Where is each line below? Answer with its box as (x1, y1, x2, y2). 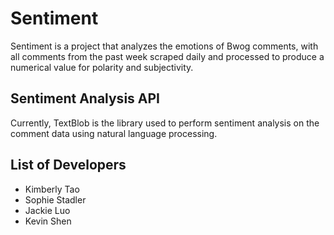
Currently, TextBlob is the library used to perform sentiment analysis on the (10, 117, 320, 129)
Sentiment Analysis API (10, 90, 160, 107)
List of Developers (10, 157, 127, 174)
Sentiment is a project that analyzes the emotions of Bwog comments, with (10, 40, 319, 52)
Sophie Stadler (24, 193, 87, 206)
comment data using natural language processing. (10, 127, 218, 139)
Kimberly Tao (24, 183, 80, 195)
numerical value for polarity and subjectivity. (10, 61, 194, 73)
